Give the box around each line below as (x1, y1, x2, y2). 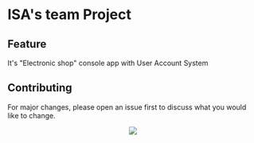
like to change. (7, 110, 57, 120)
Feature (7, 37, 47, 51)
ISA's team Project (7, 6, 132, 24)
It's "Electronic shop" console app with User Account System (7, 58, 209, 68)
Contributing (7, 81, 72, 95)
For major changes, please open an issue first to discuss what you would (7, 102, 247, 112)
